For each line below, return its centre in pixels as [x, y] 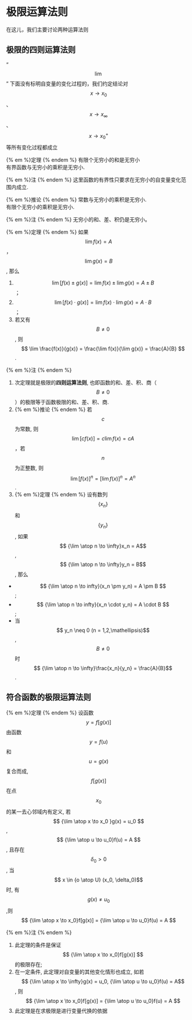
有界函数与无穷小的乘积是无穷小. [46, 167]
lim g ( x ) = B [99, 261]
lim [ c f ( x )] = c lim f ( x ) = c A [103, 438]
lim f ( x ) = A [99, 241]
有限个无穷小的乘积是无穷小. [41, 207]
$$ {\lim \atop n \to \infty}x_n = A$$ [103, 546]
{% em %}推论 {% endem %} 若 [53, 409]
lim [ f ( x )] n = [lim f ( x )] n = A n [103, 478]
